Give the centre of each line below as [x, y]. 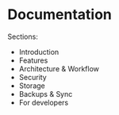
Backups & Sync [46, 94]
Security [33, 77]
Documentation [60, 15]
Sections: [23, 36]
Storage [32, 86]
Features [33, 60]
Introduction [39, 52]
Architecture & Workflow [59, 68]
